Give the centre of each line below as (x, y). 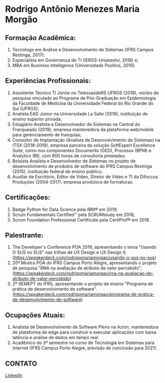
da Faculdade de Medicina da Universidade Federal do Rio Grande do (83, 103)
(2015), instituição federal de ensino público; (57, 171)
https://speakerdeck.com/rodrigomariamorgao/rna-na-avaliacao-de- (84, 273)
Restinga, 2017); (29, 55)
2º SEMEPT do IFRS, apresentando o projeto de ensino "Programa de (82, 284)
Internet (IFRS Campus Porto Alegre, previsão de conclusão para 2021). (85, 348)
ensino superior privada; (37, 119)
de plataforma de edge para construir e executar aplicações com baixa (84, 332)
